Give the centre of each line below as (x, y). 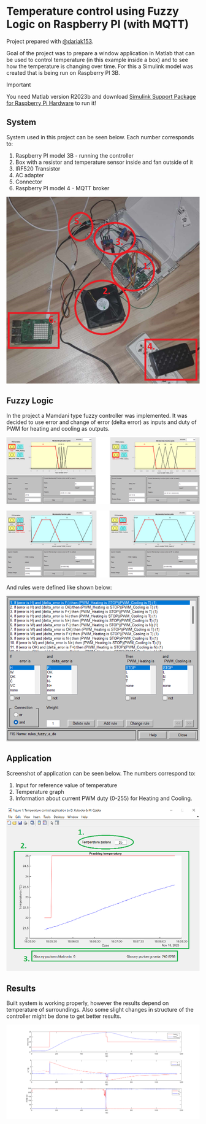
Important (19, 85)
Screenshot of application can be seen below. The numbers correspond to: (101, 773)
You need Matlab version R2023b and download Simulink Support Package (101, 96)
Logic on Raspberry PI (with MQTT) (97, 24)
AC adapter (29, 175)
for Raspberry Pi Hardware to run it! (51, 103)
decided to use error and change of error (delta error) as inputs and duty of (102, 422)
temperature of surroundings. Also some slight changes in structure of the (100, 1010)
